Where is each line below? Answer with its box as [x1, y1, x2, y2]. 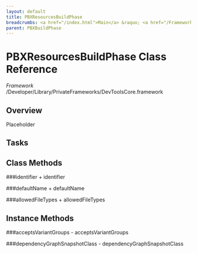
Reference [6, 63, 57, 76]
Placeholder [6, 121, 35, 128]
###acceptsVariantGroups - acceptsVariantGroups [6, 229, 129, 236]
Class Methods [6, 158, 63, 168]
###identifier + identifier [6, 174, 66, 181]
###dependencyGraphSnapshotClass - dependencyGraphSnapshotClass [6, 240, 184, 247]
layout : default [6, 8, 46, 15]
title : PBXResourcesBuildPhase [6, 14, 83, 20]
